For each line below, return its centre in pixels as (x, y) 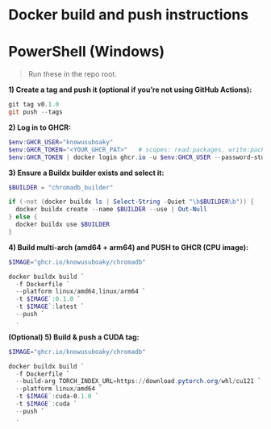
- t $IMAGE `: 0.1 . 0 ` (48, 299)
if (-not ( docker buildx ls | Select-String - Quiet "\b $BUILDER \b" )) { (131, 202)
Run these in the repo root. (72, 74)
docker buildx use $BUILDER (63, 224)
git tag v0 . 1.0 (34, 105)
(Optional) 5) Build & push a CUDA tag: (74, 337)
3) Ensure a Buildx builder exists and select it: (86, 173)
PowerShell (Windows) (87, 52)
